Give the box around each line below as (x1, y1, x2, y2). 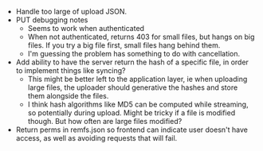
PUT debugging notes (15, 15, 88, 25)
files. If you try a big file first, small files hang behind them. (27, 41, 221, 50)
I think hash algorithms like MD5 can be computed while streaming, (27, 99, 249, 109)
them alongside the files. (27, 91, 109, 100)
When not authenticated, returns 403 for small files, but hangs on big (27, 32, 255, 41)
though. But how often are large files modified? (27, 117, 183, 126)
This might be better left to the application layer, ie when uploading (27, 75, 248, 83)
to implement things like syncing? (15, 66, 126, 75)
